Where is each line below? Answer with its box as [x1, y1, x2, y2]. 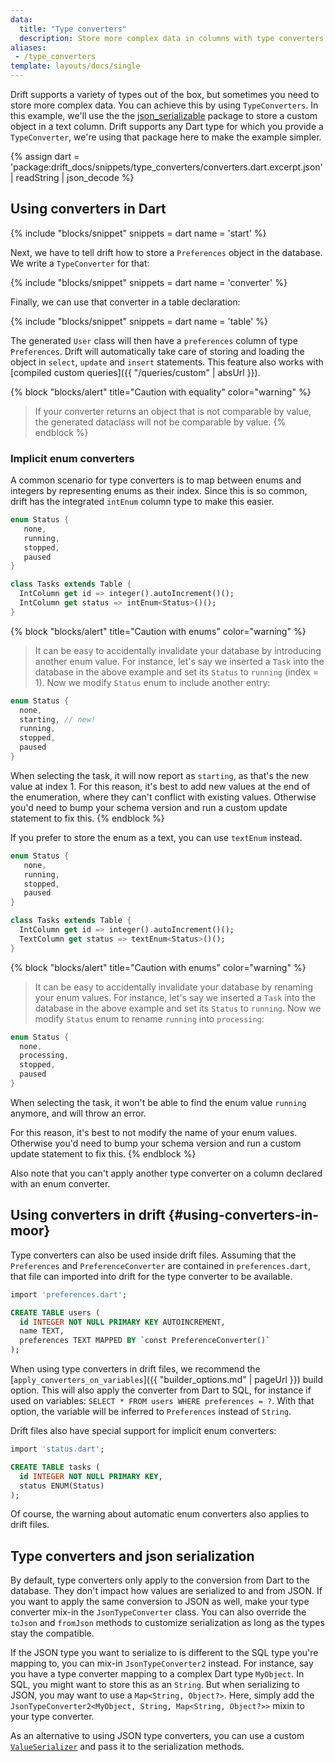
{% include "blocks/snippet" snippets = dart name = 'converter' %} [10, 276, 288, 288]
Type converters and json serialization [10, 1547, 255, 1565]
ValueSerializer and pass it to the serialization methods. [10, 1741, 245, 1753]
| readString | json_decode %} [10, 172, 135, 183]
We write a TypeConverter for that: [10, 257, 150, 269]
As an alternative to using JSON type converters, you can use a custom [10, 1730, 305, 1742]
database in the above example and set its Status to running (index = [34, 666, 319, 678]
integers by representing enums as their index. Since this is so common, [10, 485, 308, 497]
